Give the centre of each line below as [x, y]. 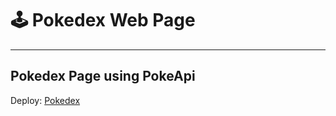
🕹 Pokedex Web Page [103, 20]
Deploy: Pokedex [45, 100]
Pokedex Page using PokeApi [103, 76]
